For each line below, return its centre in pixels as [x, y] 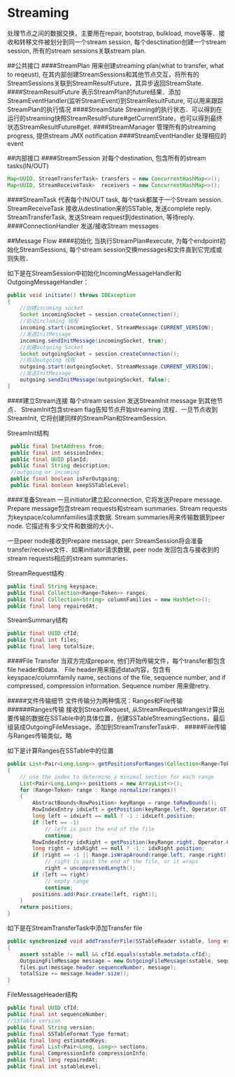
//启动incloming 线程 [49, 321]
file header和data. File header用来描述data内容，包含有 [89, 670]
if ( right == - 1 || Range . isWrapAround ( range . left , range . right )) [131, 855]
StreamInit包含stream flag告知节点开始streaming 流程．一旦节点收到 [119, 409]
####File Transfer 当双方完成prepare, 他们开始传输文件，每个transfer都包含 [116, 661]
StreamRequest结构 [36, 573]
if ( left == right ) [61, 874]
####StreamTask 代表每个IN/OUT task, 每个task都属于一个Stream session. [115, 199]
